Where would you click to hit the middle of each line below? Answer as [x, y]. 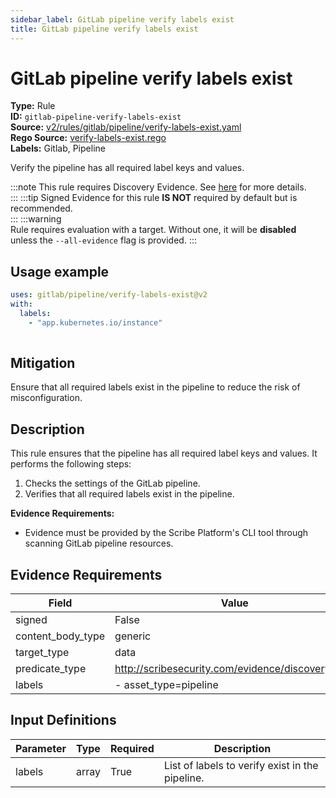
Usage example [60, 271]
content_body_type [60, 636]
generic [133, 636]
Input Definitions [63, 720]
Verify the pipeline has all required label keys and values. [127, 168]
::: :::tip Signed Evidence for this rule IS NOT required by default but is [154, 198]
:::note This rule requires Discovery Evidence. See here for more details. [158, 187]
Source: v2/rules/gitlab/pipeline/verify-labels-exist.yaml [126, 127]
